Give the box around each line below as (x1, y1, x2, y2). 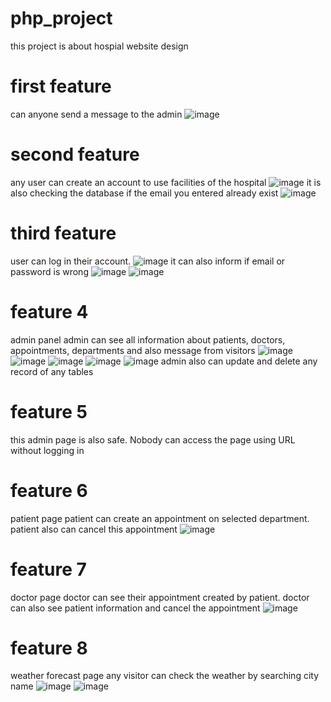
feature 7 (10, 558, 87, 581)
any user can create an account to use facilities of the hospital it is (10, 176, 322, 188)
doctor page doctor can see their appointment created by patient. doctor (10, 591, 310, 603)
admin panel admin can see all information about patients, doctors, (10, 333, 286, 346)
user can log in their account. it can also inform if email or (10, 255, 286, 267)
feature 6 (10, 479, 88, 502)
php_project (10, 7, 113, 30)
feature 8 (10, 637, 88, 659)
